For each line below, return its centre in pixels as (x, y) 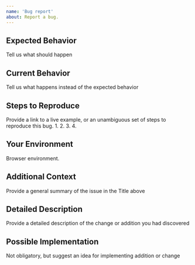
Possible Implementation (52, 241)
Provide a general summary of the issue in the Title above (76, 191)
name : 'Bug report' (30, 11)
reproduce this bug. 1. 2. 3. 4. (42, 126)
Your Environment (40, 144)
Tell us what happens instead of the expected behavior (72, 87)
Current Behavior (38, 73)
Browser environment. (33, 158)
